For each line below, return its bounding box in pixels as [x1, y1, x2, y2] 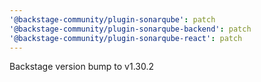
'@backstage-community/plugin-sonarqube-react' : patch [9, 33, 243, 43]
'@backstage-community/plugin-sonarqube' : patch [9, 14, 216, 25]
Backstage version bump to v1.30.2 [9, 61, 155, 73]
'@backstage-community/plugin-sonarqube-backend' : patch [9, 24, 252, 34]
